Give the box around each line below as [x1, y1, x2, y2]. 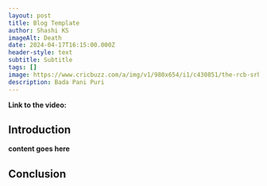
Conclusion [8, 167, 67, 180]
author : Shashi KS [8, 26, 69, 34]
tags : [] [8, 64, 37, 72]
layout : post [8, 11, 52, 20]
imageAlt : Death [8, 33, 62, 42]
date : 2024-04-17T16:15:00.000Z [8, 41, 115, 49]
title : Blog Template [8, 19, 80, 27]
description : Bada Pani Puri [8, 78, 105, 86]
